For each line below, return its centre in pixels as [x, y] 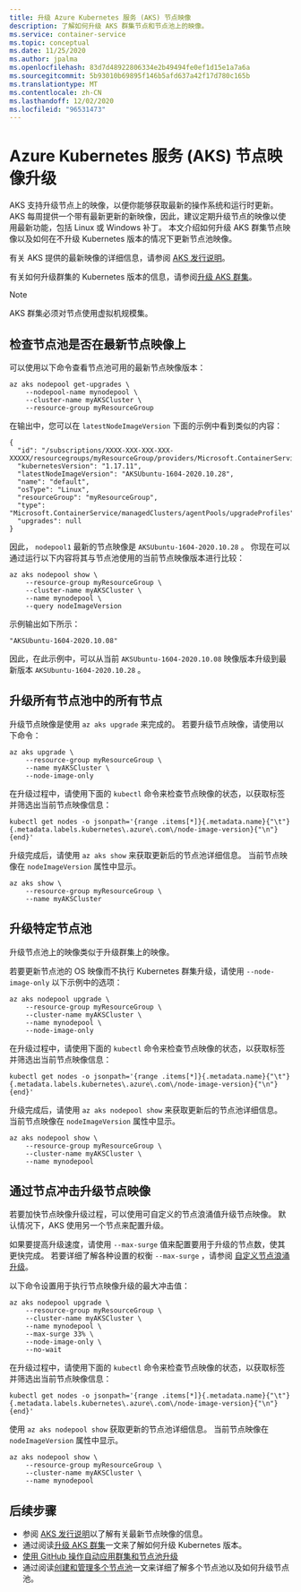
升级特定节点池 [51, 929]
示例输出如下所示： [45, 624]
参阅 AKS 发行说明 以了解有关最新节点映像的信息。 [115, 1534]
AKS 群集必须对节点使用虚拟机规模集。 [81, 314]
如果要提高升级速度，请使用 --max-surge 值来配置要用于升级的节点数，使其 [147, 1244]
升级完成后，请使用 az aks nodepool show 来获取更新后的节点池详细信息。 [146, 1110]
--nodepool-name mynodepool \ [82, 392]
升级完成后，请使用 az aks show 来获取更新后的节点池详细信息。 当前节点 [145, 855]
